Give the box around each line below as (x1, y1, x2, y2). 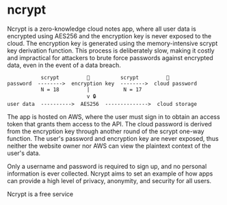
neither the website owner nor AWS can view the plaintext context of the (7, 141, 211, 150)
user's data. (7, 149, 41, 157)
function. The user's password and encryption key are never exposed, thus (7, 134, 219, 142)
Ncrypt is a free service (7, 190, 74, 198)
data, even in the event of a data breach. (7, 61, 122, 69)
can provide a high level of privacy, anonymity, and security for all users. (7, 176, 212, 184)
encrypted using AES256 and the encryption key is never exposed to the (7, 31, 212, 40)
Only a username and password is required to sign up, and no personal (7, 162, 207, 170)
